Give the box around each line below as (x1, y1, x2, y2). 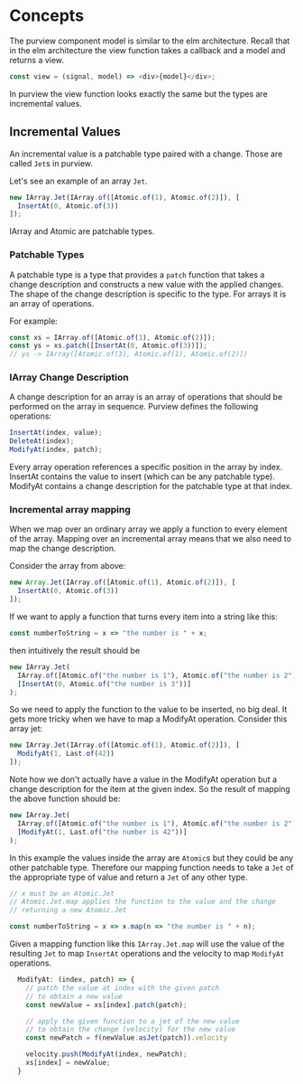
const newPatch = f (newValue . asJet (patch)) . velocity (25, 1033, 228, 1042)
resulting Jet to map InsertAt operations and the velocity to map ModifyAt (9, 948, 285, 959)
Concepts (9, 5, 84, 26)
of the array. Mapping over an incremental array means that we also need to (9, 533, 291, 544)
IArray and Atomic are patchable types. (9, 226, 155, 237)
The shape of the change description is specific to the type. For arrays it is (9, 288, 287, 299)
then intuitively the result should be (9, 645, 141, 655)
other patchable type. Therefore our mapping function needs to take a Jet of (9, 862, 294, 872)
